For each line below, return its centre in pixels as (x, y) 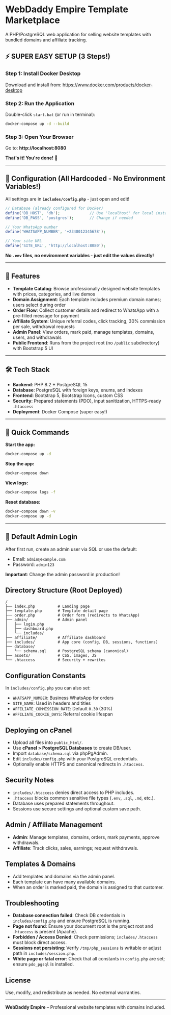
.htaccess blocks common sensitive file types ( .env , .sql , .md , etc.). (84, 798)
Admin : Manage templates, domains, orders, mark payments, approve (86, 837)
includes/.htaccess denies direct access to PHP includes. (74, 793)
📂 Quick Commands (37, 432)
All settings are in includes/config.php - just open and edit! (67, 199)
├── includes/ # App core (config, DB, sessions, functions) (82, 642)
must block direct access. (40, 943)
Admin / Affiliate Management (54, 825)
